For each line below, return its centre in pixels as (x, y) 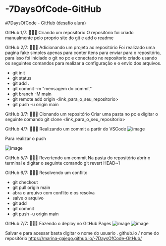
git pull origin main (31, 187)
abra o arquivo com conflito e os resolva (54, 192)
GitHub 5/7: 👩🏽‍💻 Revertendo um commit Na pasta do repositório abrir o (78, 158)
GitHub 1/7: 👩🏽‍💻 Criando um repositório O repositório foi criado (69, 32)
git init (19, 72)
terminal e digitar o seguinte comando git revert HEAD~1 (63, 163)
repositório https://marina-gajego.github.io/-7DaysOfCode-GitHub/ (74, 238)
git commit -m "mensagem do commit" (52, 88)
